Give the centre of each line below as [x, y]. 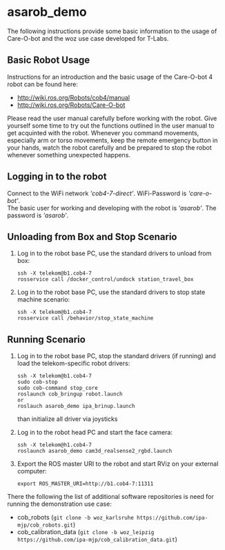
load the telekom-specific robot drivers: [74, 364]
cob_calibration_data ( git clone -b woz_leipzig [86, 532]
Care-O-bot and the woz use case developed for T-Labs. [88, 38]
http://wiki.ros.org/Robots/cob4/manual [73, 97]
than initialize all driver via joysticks [67, 419]
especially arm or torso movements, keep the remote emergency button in [112, 140]
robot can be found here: [42, 84]
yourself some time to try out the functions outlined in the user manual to [111, 126]
